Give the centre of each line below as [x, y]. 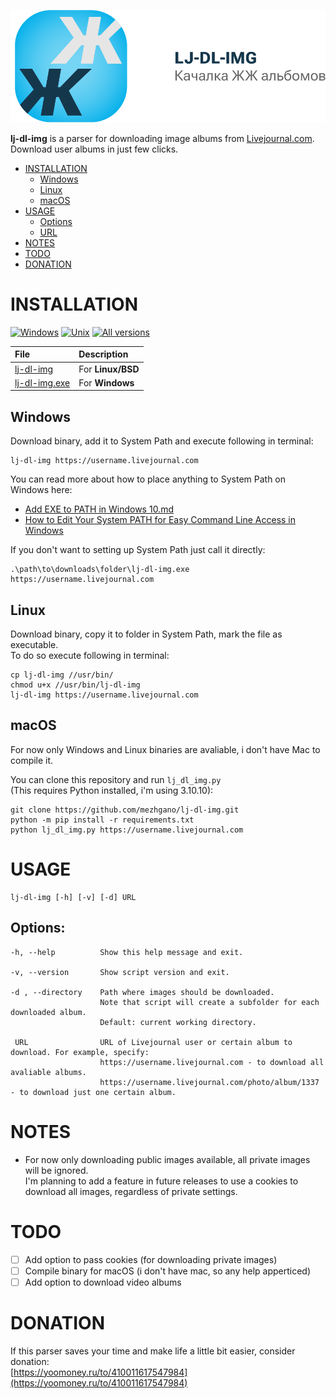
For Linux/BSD [109, 369]
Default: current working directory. [178, 1022]
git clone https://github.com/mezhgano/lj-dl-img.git [125, 810]
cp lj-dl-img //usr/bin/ [62, 675]
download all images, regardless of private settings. [131, 1191]
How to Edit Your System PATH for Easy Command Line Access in [160, 520]
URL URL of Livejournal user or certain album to [153, 1042]
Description [103, 354]
